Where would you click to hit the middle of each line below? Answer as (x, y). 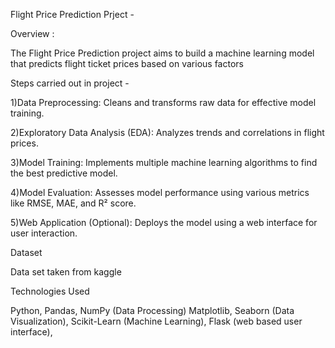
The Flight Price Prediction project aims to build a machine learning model (162, 53)
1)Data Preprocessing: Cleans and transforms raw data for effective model (163, 102)
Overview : (32, 33)
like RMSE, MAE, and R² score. (73, 203)
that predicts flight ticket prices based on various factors (127, 63)
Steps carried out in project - (70, 83)
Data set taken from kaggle (66, 272)
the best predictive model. (64, 173)
